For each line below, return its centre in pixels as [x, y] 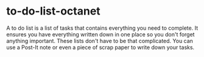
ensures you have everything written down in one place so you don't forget [100, 34]
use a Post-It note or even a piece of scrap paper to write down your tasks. [100, 47]
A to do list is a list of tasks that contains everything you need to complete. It [102, 28]
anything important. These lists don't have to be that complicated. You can [100, 41]
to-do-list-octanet [53, 11]
